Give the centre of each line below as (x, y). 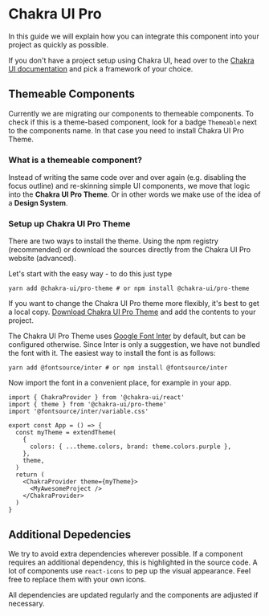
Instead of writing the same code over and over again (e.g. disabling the (127, 177)
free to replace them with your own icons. (77, 580)
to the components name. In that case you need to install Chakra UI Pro (126, 130)
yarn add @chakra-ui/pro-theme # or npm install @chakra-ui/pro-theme (129, 289)
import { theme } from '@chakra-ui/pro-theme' (88, 405)
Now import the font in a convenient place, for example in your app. (120, 383)
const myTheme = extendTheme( (66, 433)
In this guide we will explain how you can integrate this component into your (134, 36)
